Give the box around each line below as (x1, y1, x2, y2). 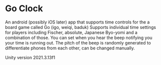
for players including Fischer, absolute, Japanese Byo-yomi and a (5, 29, 137, 35)
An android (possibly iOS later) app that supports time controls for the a (5, 19, 150, 25)
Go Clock (5, 3, 43, 14)
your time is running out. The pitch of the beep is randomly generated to (5, 40, 151, 45)
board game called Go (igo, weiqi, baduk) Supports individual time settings (5, 24, 156, 30)
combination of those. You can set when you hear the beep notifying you (5, 35, 153, 41)
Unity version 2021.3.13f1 (5, 54, 55, 60)
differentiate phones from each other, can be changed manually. (5, 45, 135, 51)
